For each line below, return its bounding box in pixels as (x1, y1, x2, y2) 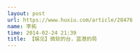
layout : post (7, 10, 45, 17)
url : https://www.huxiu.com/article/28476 (7, 17, 133, 23)
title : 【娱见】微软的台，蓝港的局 (7, 36, 97, 43)
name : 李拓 (7, 23, 37, 30)
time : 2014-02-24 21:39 (7, 29, 77, 36)
